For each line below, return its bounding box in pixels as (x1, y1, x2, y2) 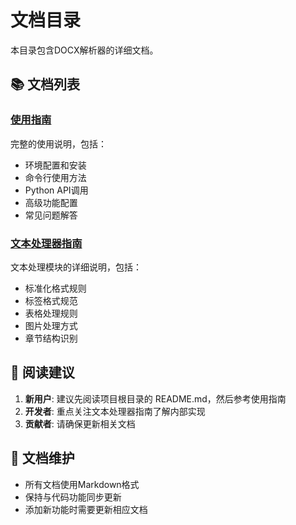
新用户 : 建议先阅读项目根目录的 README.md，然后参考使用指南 (24, 392, 287, 405)
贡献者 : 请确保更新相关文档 (24, 417, 136, 430)
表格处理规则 (24, 307, 78, 319)
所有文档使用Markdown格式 (24, 478, 140, 490)
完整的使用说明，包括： (10, 137, 107, 150)
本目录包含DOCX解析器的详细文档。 (10, 44, 159, 56)
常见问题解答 (24, 209, 78, 221)
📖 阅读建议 (10, 364, 75, 381)
